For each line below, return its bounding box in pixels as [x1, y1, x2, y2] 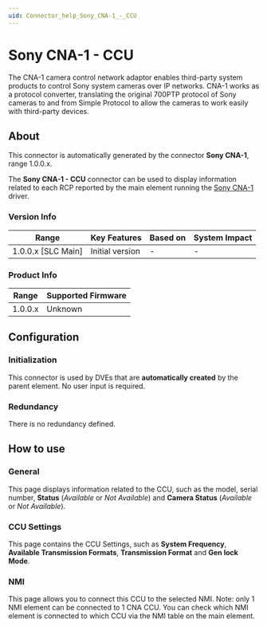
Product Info [8, 269, 57, 280]
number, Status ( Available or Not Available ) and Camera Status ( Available [8, 492, 253, 503]
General [8, 466, 40, 477]
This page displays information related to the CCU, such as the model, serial [8, 484, 258, 494]
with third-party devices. [8, 106, 89, 116]
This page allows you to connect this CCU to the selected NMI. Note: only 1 [8, 594, 255, 604]
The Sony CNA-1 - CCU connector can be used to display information [8, 175, 238, 184]
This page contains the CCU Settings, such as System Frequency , [8, 539, 227, 549]
